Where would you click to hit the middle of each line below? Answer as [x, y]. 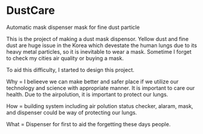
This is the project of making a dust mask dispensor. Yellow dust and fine [98, 39]
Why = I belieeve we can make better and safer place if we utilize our [92, 81]
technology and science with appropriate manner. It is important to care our [101, 88]
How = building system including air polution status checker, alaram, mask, [100, 106]
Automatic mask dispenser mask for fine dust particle [73, 27]
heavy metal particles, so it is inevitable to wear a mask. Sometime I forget [99, 51]
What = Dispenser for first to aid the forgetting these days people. [88, 124]
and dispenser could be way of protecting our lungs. [72, 112]
